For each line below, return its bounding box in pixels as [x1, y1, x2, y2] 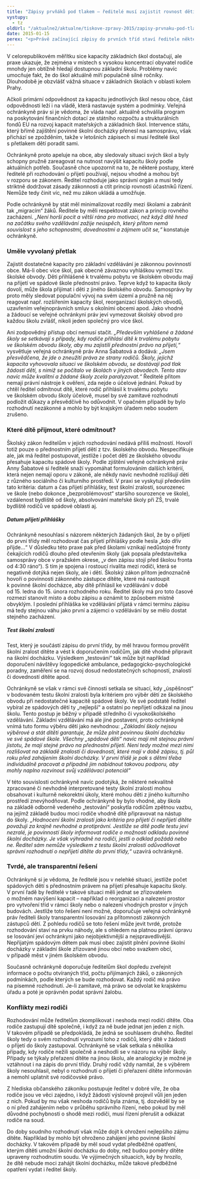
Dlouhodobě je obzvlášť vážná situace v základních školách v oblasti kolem [7, 78, 191, 85]
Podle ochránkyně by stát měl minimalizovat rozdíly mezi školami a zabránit [7, 201, 192, 208]
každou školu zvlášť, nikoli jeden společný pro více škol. [7, 317, 144, 324]
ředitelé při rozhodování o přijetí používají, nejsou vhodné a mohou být [7, 170, 179, 177]
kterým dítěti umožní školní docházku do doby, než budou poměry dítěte [7, 1147, 184, 1154]
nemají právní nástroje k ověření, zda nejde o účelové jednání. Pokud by [7, 380, 182, 387]
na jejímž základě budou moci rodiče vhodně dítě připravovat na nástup [7, 810, 182, 817]
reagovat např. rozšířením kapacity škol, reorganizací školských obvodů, [7, 298, 183, 306]
